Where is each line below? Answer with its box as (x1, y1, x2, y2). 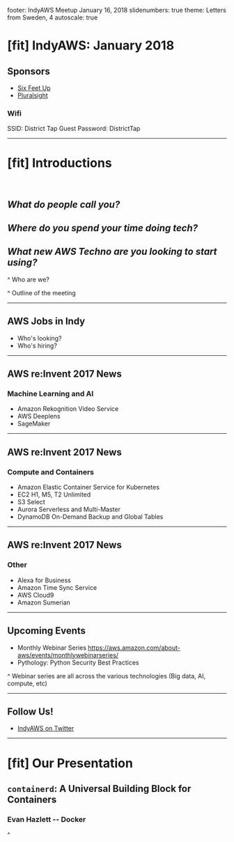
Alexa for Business (17, 576, 71, 584)
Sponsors (7, 65, 50, 77)
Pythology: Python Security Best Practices (17, 658, 139, 666)
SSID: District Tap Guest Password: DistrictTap (7, 125, 141, 133)
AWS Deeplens (17, 412, 61, 421)
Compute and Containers (7, 467, 94, 476)
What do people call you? (7, 198, 120, 210)
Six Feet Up (17, 84, 51, 92)
